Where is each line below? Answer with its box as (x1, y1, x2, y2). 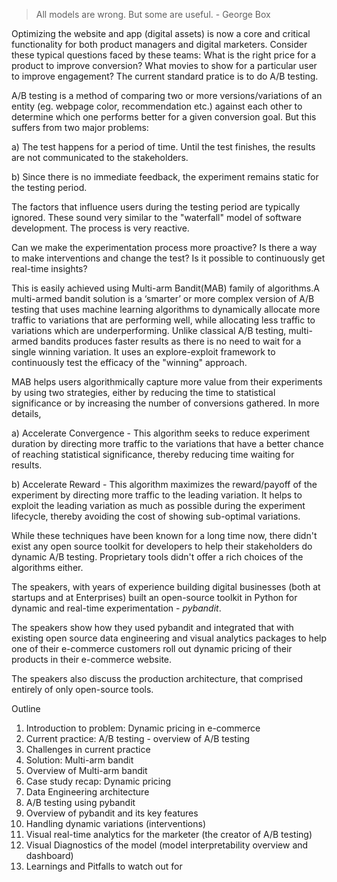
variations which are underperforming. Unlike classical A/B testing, (11, 325, 287, 336)
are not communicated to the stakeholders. (11, 152, 189, 163)
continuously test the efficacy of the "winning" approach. (11, 357, 248, 368)
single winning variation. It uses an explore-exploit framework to (11, 346, 276, 358)
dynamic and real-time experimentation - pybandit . (11, 602, 222, 614)
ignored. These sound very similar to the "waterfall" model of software (11, 212, 302, 223)
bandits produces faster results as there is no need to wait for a (40, 335, 302, 347)
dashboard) (25, 850, 74, 861)
